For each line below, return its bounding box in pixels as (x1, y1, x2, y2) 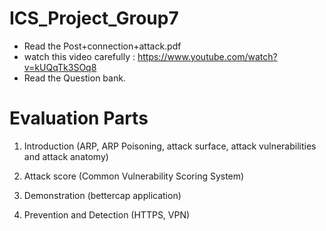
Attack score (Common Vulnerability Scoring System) (23, 170, 245, 182)
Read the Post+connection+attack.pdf (23, 40, 182, 52)
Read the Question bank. (23, 72, 126, 84)
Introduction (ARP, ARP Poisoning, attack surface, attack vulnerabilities (23, 140, 317, 152)
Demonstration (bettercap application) (23, 189, 182, 201)
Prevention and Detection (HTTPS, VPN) (23, 208, 191, 221)
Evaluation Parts (9, 107, 149, 130)
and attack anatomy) (23, 150, 109, 162)
